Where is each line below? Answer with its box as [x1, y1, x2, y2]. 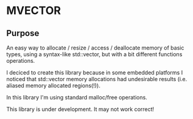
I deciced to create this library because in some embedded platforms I [6, 69, 183, 76]
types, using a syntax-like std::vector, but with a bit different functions [6, 51, 183, 58]
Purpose [6, 28, 40, 38]
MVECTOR [6, 4, 61, 18]
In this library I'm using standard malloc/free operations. [6, 94, 148, 101]
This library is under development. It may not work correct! [6, 106, 155, 113]
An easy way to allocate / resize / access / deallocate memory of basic [6, 44, 184, 51]
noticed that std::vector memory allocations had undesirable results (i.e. [6, 76, 188, 82]
